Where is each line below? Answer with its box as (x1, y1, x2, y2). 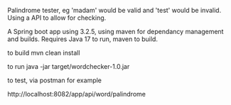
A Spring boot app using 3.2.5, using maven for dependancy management (7, 28, 224, 35)
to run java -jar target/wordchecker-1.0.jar (7, 62, 130, 70)
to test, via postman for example (7, 76, 102, 84)
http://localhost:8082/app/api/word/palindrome (7, 90, 146, 98)
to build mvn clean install (7, 49, 80, 57)
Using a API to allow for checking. (7, 13, 107, 22)
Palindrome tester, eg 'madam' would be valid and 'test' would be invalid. (7, 6, 222, 14)
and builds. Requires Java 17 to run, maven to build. (7, 35, 159, 43)
